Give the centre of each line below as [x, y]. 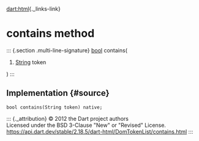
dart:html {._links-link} [34, 9]
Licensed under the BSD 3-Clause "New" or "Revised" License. [86, 125]
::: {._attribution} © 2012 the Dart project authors [67, 118]
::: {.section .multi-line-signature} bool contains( [67, 50]
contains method [51, 34]
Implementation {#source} [58, 93]
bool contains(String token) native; [54, 107]
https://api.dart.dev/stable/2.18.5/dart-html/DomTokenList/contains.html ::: [100, 131]
